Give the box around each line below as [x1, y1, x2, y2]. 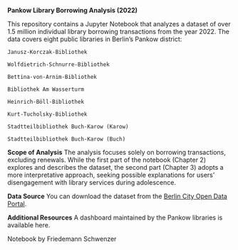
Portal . [7, 200, 27, 208]
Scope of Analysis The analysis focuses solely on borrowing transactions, [7, 148, 226, 156]
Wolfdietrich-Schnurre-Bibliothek [7, 61, 110, 68]
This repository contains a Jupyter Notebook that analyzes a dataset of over [7, 20, 232, 28]
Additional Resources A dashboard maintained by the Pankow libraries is [7, 213, 223, 222]
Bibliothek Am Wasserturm [7, 86, 84, 93]
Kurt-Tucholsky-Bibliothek [7, 111, 88, 118]
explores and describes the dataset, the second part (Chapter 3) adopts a [7, 163, 224, 171]
